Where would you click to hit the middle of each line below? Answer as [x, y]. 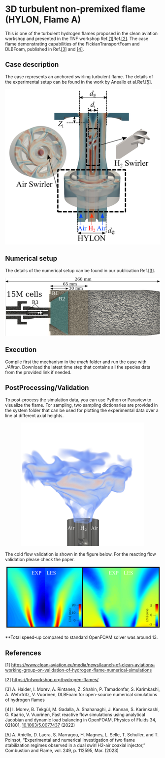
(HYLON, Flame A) [43, 20]
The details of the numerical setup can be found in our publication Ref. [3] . [80, 270]
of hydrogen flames [25, 700]
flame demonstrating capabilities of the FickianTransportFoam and [72, 44]
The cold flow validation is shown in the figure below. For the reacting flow [81, 554]
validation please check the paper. [40, 559]
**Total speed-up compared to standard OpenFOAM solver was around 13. [82, 637]
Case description [32, 65]
